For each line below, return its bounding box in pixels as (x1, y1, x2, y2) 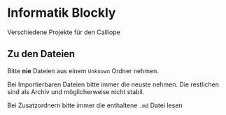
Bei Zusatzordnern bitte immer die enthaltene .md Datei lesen (7, 101, 183, 109)
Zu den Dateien (7, 48, 76, 60)
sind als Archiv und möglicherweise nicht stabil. (7, 87, 145, 95)
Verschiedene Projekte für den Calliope (7, 28, 120, 36)
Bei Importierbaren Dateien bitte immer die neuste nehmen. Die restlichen (7, 80, 219, 89)
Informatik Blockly (7, 5, 116, 21)
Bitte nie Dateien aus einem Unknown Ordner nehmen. (7, 66, 159, 75)
